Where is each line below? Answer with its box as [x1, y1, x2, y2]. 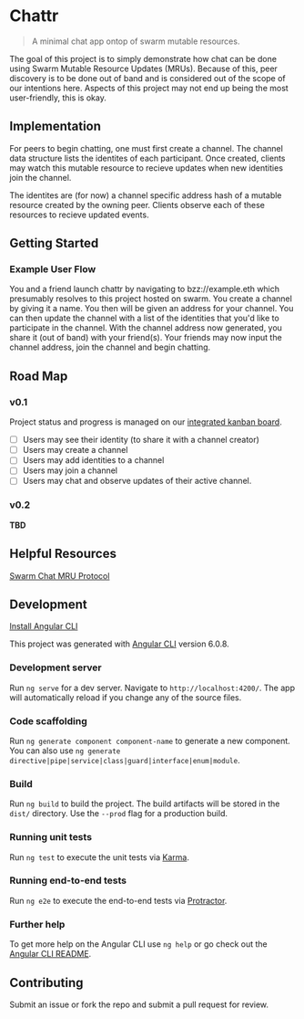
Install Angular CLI [9, 621, 78, 632]
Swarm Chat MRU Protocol [9, 570, 110, 581]
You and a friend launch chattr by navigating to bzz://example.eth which [9, 284, 280, 295]
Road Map [9, 368, 68, 383]
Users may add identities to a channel [22, 455, 165, 466]
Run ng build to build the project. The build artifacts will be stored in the [9, 798, 280, 809]
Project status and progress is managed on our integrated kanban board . [9, 416, 282, 427]
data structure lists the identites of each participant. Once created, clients [9, 152, 286, 163]
